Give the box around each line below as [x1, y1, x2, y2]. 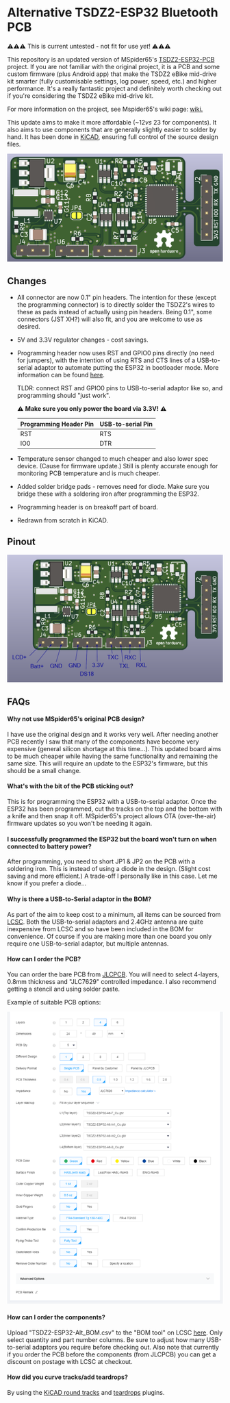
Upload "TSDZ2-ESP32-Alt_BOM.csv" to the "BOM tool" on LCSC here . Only [7, 1328, 223, 1337]
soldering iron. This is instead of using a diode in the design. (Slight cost [7, 865, 211, 873]
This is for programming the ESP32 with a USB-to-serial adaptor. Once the [7, 798, 217, 806]
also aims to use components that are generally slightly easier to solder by [7, 125, 217, 134]
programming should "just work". [16, 392, 111, 400]
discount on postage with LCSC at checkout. [7, 1357, 133, 1365]
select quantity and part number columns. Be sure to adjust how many [7, 1335, 205, 1343]
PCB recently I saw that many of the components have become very [7, 737, 200, 746]
